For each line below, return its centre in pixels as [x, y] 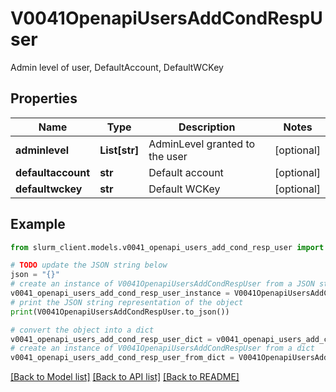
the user [168, 156]
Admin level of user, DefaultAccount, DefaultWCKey [117, 67]
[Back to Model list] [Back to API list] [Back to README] [125, 377]
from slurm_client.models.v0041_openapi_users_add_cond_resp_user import [167, 247]
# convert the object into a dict [82, 330]
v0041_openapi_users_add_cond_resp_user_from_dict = [122, 358]
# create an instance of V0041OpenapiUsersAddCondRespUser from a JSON [162, 284]
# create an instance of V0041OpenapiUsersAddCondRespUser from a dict [162, 348]
